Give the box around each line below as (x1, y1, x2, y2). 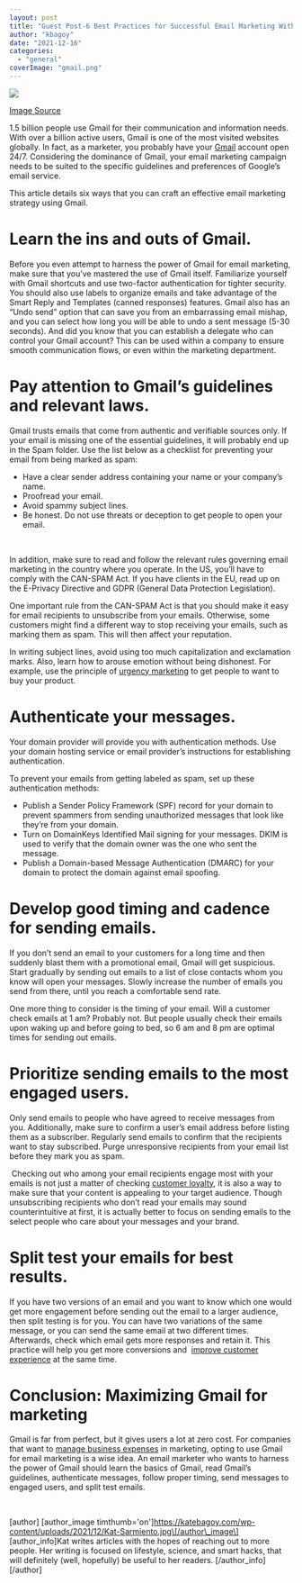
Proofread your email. (22, 490, 103, 501)
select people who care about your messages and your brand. (9, 1216, 240, 1226)
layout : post (9, 13, 58, 23)
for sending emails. (9, 918, 157, 937)
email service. (9, 170, 61, 181)
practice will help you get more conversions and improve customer (9, 1343, 259, 1355)
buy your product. (9, 674, 76, 685)
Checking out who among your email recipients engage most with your (11, 1168, 274, 1179)
